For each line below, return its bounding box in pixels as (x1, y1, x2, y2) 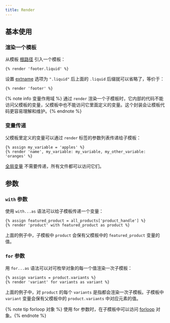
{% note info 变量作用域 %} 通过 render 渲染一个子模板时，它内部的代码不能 (5, 96, 164, 102)
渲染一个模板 (5, 44, 37, 51)
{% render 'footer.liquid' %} (5, 66, 69, 71)
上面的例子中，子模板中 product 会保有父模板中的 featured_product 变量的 (5, 232, 160, 238)
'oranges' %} (5, 153, 33, 158)
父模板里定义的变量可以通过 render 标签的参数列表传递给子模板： (5, 135, 141, 141)
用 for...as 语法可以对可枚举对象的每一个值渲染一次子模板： (5, 265, 133, 271)
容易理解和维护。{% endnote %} (14, 108, 82, 114)
